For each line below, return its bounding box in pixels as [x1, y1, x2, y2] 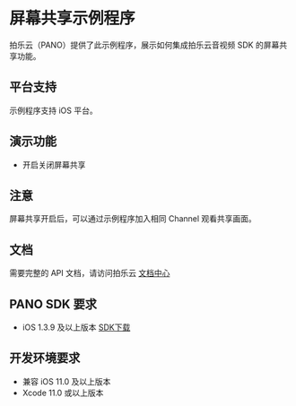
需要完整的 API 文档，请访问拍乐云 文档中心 [9, 268, 170, 279]
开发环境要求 [9, 350, 81, 366]
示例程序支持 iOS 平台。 [9, 105, 98, 116]
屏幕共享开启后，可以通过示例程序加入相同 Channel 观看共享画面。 [9, 213, 257, 224]
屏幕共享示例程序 [9, 8, 136, 29]
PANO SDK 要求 [9, 297, 97, 312]
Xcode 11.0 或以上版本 [22, 387, 104, 398]
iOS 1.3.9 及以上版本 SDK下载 [22, 322, 131, 333]
